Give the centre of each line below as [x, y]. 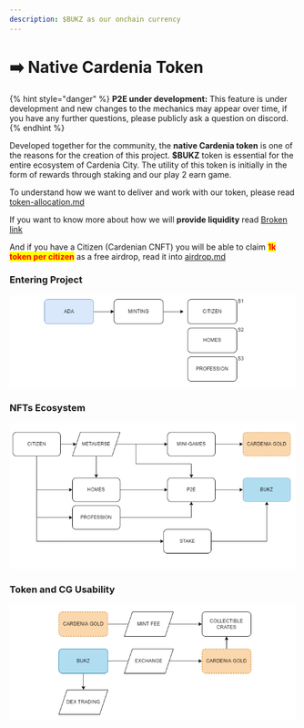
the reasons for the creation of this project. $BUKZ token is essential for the [152, 155]
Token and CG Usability [62, 590]
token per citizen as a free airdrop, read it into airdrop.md [117, 256]
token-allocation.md [47, 201]
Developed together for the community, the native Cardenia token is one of [151, 145]
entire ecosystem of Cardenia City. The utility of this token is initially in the [148, 165]
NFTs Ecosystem [48, 407]
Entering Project [46, 280]
